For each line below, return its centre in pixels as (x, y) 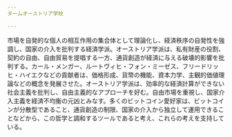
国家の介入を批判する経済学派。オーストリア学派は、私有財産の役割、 (125, 48)
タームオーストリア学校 (35, 13)
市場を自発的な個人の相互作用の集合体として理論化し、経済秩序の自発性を (113, 40)
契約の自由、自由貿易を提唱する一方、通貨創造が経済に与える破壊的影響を (113, 57)
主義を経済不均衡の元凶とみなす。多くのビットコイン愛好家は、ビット (113, 100)
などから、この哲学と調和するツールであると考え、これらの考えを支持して (118, 118)
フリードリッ (200, 66)
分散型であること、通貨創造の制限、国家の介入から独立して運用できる (119, 109)
